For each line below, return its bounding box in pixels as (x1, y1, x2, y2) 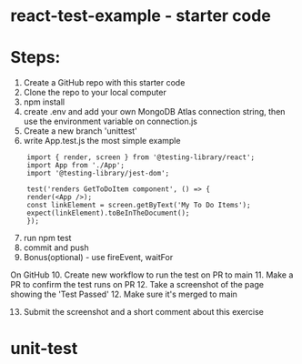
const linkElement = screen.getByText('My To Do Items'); (26, 201, 251, 210)
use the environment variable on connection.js (23, 116, 198, 127)
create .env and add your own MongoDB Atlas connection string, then (23, 106, 286, 117)
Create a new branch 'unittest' (23, 126, 137, 136)
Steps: (10, 47, 61, 68)
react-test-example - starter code (10, 5, 271, 26)
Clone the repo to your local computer (23, 87, 166, 98)
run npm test (23, 233, 72, 244)
